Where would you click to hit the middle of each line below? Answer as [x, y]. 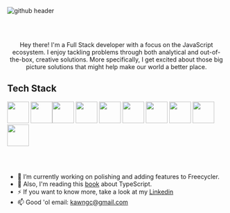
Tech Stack [32, 89]
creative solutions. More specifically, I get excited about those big [129, 59]
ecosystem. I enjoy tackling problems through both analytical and [105, 52]
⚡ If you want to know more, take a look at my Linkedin [95, 192]
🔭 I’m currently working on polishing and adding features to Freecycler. [118, 176]
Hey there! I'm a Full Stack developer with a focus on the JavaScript [116, 45]
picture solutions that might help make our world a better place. [116, 67]
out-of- [210, 52]
